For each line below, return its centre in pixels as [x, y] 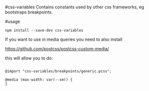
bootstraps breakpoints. [29, 12]
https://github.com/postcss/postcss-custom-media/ [57, 49]
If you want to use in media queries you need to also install [64, 39]
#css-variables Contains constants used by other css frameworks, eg [75, 7]
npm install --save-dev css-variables [44, 30]
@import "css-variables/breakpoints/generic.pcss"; [58, 71]
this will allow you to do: [29, 58]
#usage [13, 22]
